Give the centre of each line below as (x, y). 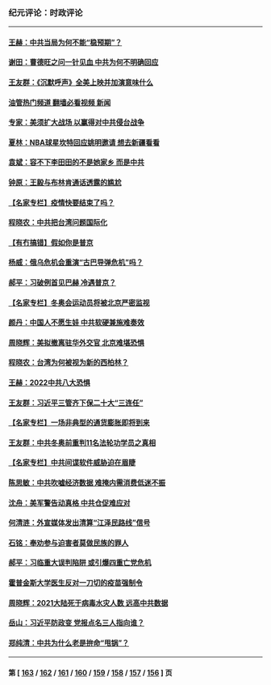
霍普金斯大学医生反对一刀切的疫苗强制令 (75, 582)
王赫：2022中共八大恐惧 (49, 383)
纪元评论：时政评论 (46, 12)
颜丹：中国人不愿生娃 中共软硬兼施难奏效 (77, 323)
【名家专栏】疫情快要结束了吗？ (61, 202)
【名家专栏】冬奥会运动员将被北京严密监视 (79, 302)
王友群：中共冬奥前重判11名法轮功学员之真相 (82, 442)
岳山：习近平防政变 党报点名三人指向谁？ (77, 623)
